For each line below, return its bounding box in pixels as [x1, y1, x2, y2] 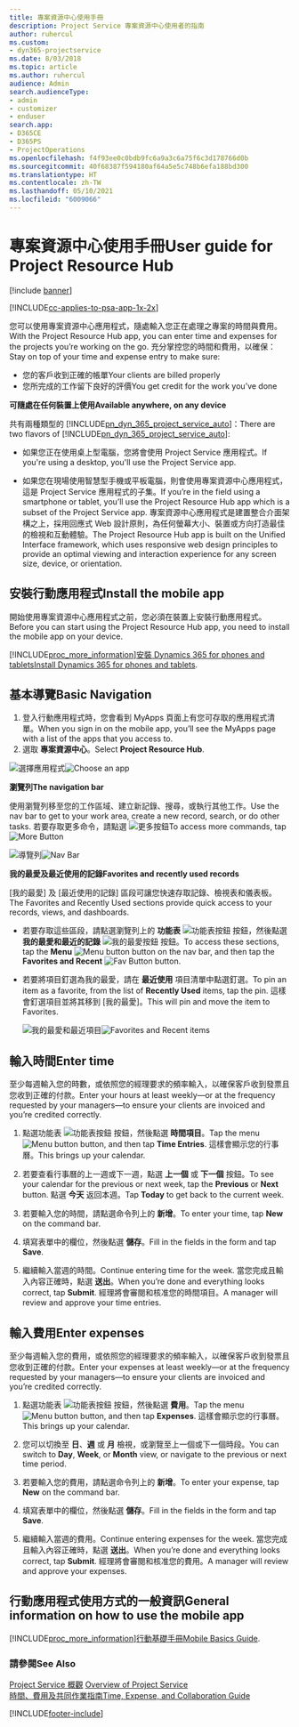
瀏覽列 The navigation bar [9, 782, 104, 793]
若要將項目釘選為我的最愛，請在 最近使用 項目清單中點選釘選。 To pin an [21, 974, 287, 985]
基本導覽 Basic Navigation [9, 687, 152, 703]
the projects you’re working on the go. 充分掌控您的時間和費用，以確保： [9, 341, 276, 351]
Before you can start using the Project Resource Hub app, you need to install [9, 621, 290, 632]
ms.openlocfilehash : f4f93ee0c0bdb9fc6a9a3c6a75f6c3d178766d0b [9, 153, 249, 163]
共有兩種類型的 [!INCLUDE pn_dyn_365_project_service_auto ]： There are [9, 418, 276, 429]
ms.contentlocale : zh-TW [9, 179, 101, 188]
